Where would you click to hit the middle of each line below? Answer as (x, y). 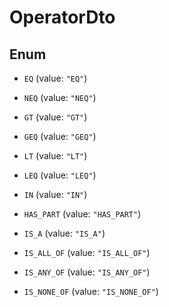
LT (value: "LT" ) (55, 155)
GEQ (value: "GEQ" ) (60, 136)
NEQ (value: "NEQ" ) (60, 97)
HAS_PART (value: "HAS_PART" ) (82, 214)
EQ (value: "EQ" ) (55, 78)
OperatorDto (62, 17)
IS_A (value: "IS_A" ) (64, 233)
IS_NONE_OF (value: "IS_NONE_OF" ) (91, 291)
